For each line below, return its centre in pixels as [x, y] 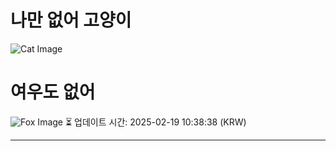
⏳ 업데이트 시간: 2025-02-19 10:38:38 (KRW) [155, 122]
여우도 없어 [53, 92]
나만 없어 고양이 [71, 20]
